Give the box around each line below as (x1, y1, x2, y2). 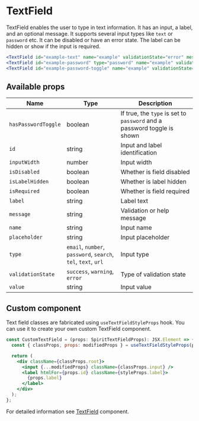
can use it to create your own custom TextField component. (6, 325, 152, 333)
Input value (120, 283, 152, 292)
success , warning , (66, 267, 114, 276)
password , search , (66, 251, 114, 259)
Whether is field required (120, 187, 190, 195)
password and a (120, 117, 162, 125)
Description (138, 99, 172, 107)
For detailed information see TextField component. (6, 408, 129, 415)
